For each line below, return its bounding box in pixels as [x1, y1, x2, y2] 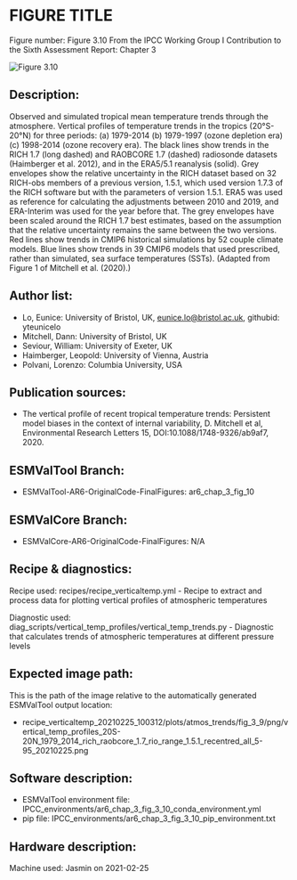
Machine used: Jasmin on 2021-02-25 [9, 863, 149, 874]
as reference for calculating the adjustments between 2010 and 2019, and [9, 196, 279, 207]
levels [9, 640, 31, 651]
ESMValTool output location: [9, 699, 113, 710]
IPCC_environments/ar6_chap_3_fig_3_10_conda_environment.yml [21, 803, 261, 815]
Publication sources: [9, 385, 126, 400]
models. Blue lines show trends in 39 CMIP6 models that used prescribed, [9, 243, 280, 254]
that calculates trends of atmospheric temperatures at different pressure [9, 631, 274, 641]
